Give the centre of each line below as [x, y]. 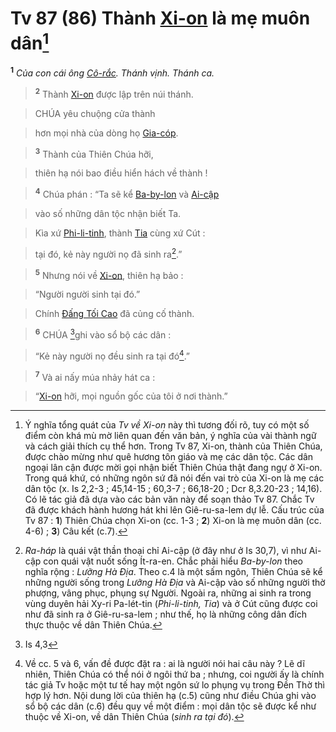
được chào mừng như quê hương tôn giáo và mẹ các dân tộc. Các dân [169, 457]
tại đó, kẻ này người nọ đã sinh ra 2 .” [108, 253]
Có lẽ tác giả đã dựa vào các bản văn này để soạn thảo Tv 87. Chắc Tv [169, 499]
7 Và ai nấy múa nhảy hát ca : [95, 376]
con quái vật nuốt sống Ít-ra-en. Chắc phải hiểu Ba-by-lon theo [173, 561]
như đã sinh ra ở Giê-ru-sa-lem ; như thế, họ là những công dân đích [165, 614]
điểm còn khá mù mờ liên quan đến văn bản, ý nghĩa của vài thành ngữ [170, 436]
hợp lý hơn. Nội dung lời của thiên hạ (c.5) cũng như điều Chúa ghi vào [170, 696]
